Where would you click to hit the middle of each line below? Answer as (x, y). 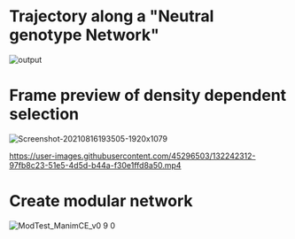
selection (44, 115)
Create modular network (101, 201)
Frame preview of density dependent (148, 96)
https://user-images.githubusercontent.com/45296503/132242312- (132, 156)
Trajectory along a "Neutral (112, 16)
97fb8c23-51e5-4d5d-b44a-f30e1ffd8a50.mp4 (95, 165)
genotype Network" (84, 35)
